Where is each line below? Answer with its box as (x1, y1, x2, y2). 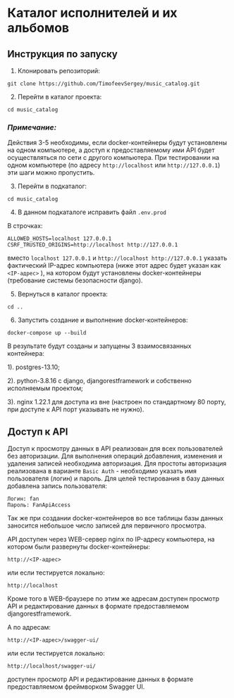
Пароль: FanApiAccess (7, 501, 71, 509)
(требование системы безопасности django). (7, 276, 143, 285)
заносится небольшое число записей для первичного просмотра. (7, 521, 207, 530)
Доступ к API (7, 425, 68, 437)
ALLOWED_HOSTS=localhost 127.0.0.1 (7, 235, 112, 242)
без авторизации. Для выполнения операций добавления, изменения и (7, 452, 223, 461)
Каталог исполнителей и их (7, 5, 178, 21)
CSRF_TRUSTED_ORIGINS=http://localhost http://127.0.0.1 (7, 242, 178, 249)
